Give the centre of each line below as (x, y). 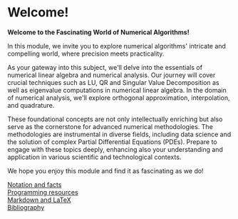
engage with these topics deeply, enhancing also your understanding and (115, 149)
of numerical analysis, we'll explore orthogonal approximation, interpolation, (119, 98)
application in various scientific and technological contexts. (94, 157)
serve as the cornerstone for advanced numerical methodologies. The (110, 126)
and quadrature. (31, 105)
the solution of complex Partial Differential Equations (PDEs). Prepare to (112, 142)
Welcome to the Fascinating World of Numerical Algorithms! (99, 32)
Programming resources (43, 192)
